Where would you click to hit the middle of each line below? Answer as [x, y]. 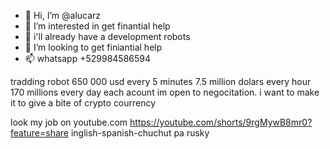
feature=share [39, 133]
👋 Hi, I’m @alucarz [63, 15]
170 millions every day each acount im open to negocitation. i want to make [165, 92]
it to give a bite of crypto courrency [83, 103]
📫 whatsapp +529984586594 [88, 58]
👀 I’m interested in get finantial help [97, 26]
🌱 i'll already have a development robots [107, 36]
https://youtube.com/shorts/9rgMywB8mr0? [221, 122]
